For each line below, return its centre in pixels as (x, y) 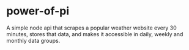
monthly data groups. (33, 40)
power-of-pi (38, 11)
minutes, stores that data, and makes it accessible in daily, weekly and (95, 34)
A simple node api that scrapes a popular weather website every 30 (91, 28)
